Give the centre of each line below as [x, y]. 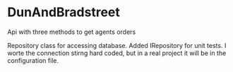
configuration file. [33, 60]
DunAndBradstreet [64, 12]
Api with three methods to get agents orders [72, 32]
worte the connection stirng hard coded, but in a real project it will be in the [117, 53]
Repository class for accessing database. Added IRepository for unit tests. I [117, 45]
